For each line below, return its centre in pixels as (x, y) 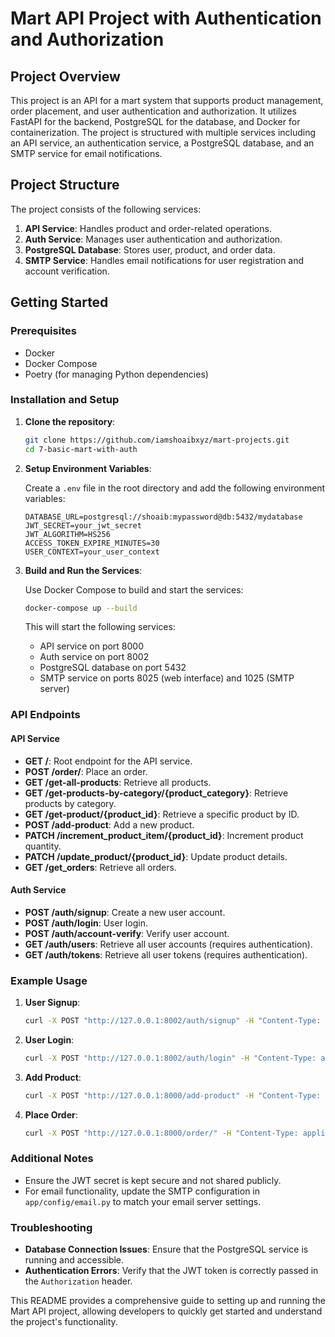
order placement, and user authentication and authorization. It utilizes (153, 111)
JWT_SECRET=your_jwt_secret (83, 525)
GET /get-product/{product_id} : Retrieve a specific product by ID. (162, 814)
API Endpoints (45, 715)
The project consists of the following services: (106, 209)
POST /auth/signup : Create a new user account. (125, 912)
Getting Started (59, 302)
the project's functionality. (64, 1322)
